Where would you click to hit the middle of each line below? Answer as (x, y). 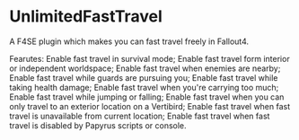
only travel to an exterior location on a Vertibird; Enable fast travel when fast (150, 106)
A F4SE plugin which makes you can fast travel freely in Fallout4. (129, 41)
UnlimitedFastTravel (86, 17)
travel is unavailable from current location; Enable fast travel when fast (140, 116)
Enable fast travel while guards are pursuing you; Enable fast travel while (144, 77)
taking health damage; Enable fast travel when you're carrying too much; (144, 87)
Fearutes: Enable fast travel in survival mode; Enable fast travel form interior (149, 58)
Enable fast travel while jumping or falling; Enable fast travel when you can (147, 97)
